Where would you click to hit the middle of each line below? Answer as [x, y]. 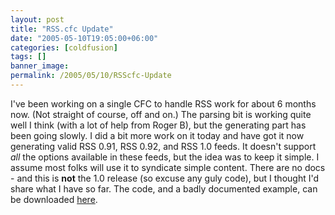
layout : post [37, 19]
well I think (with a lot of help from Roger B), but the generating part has [158, 125]
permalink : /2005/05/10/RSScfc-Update [91, 76]
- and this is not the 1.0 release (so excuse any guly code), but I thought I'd [165, 178]
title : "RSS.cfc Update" [62, 29]
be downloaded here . [54, 199]
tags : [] [28, 57]
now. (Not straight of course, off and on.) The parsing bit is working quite [161, 114]
